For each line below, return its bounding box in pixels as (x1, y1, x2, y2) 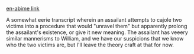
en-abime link (6, 5, 40, 12)
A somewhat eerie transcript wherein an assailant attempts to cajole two (6, 16, 182, 23)
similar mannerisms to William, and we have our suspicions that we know (6, 35, 184, 42)
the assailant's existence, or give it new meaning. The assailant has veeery (6, 29, 188, 36)
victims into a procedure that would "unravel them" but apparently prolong (6, 23, 187, 29)
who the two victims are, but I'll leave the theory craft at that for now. (6, 41, 174, 48)
